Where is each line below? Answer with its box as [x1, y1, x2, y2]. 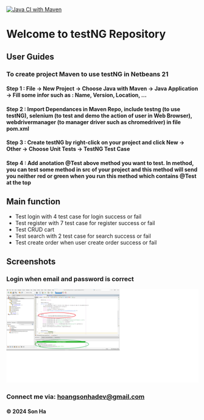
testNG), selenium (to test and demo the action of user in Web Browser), [6, 112, 192, 119]
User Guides [6, 51, 55, 62]
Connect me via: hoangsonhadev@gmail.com [6, 392, 145, 401]
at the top [6, 179, 32, 186]
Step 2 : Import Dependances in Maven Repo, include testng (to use [6, 105, 181, 112]
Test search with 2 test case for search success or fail [15, 232, 151, 240]
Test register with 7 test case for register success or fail [15, 219, 155, 226]
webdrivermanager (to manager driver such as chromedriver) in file [6, 118, 181, 125]
